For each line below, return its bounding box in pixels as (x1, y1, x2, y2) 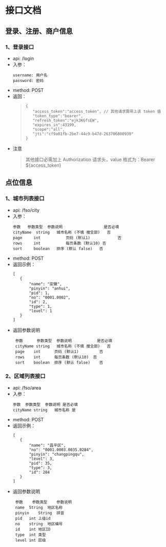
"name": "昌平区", (29, 442, 66, 448)
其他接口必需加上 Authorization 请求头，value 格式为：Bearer (25, 156, 155, 162)
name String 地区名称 (15, 505, 63, 510)
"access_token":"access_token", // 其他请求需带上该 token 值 (32, 109, 161, 114)
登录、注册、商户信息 (5, 27, 73, 35)
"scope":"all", (32, 127, 65, 132)
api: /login (12, 55, 34, 62)
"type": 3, (29, 465, 52, 470)
